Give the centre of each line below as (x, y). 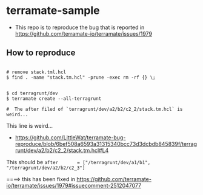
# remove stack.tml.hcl (36, 72)
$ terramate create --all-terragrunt (54, 98)
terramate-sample (53, 11)
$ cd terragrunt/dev (32, 93)
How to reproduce (41, 53)
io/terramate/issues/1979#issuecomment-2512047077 (74, 185)
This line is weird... (30, 125)
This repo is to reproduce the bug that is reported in (80, 27)
